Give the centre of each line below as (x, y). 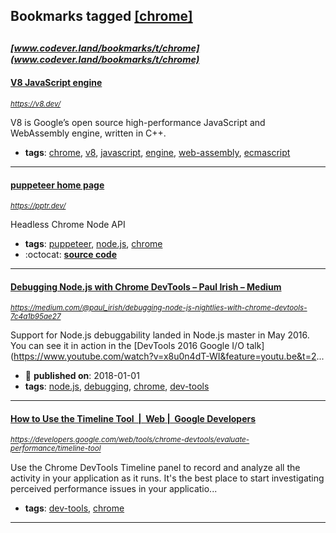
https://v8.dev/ (36, 104)
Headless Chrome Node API (68, 225)
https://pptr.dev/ (38, 206)
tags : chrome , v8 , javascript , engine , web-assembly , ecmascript (157, 152)
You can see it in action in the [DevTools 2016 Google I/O (127, 346)
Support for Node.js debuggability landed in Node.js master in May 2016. (160, 335)
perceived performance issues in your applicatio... (114, 488)
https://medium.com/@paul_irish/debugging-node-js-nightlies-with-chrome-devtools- (159, 308)
